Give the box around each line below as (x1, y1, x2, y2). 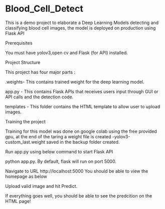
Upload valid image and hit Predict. (5, 183, 78, 189)
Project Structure (5, 59, 41, 65)
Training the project (5, 118, 46, 124)
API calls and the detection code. (5, 94, 74, 100)
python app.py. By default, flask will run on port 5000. (5, 158, 117, 164)
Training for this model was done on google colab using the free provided (5, 128, 157, 134)
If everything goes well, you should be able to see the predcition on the (5, 192, 152, 198)
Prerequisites (5, 40, 33, 46)
